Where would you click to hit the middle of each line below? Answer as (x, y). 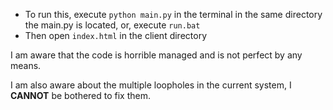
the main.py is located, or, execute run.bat (112, 25)
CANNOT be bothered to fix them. (81, 95)
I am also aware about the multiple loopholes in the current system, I (151, 85)
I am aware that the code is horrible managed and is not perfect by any (156, 55)
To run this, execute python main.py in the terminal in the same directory (173, 14)
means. (26, 65)
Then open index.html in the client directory (116, 35)
